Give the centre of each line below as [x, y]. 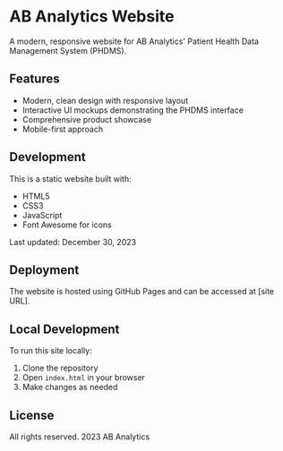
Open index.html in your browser [84, 378]
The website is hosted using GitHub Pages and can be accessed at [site [142, 292]
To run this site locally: [51, 351]
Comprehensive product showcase [87, 119]
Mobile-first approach [63, 129]
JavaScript [42, 215]
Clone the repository [60, 368]
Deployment [44, 270]
